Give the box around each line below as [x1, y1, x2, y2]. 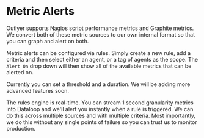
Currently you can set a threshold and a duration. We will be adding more [6, 81, 191, 88]
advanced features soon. [6, 87, 69, 94]
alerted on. [6, 68, 34, 76]
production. [6, 125, 35, 132]
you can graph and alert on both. [6, 37, 89, 45]
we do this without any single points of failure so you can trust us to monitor [6, 118, 197, 126]
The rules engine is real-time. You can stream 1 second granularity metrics [6, 99, 194, 106]
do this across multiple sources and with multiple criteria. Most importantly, [6, 112, 195, 119]
